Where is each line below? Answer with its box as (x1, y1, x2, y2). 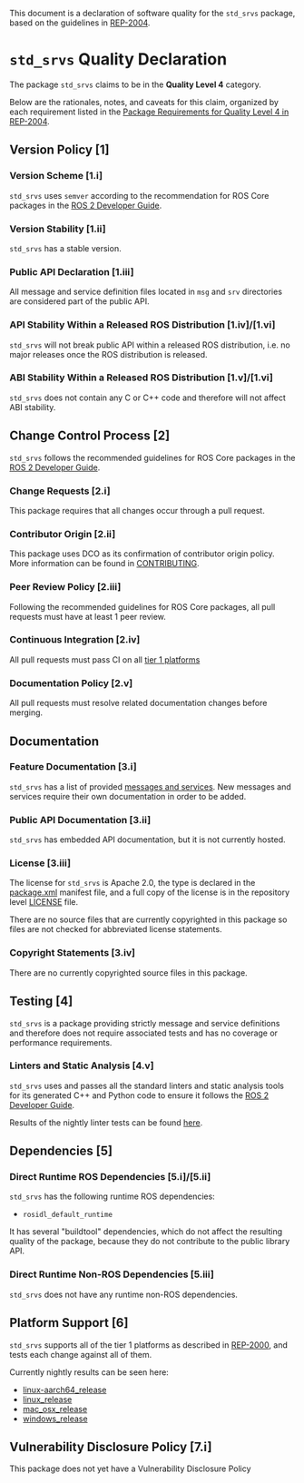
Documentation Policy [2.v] (9, 676, 133, 689)
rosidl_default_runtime (22, 1211, 113, 1220)
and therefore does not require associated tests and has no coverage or (9, 1027, 279, 1038)
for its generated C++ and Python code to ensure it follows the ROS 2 (9, 1089, 270, 1101)
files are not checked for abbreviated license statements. (9, 924, 222, 935)
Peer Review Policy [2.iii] (9, 581, 122, 594)
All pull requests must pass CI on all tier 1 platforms (9, 653, 201, 665)
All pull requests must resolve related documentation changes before (9, 698, 268, 709)
